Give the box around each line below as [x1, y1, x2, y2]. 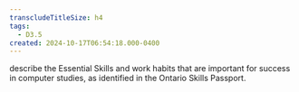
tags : [9, 22, 30, 31]
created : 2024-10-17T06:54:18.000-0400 [9, 38, 160, 48]
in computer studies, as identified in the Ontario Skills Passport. [9, 73, 246, 84]
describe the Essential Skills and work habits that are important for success [9, 63, 291, 74]
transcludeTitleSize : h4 [9, 13, 103, 23]
